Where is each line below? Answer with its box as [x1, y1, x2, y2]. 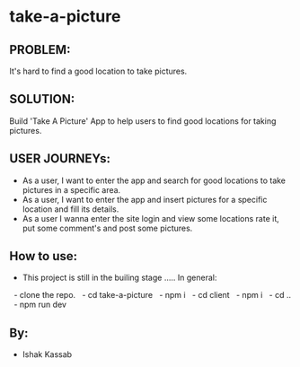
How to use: [9, 249, 78, 264]
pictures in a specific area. [22, 184, 121, 195]
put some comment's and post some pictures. [22, 223, 193, 233]
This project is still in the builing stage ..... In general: [22, 272, 217, 284]
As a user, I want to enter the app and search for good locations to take [22, 175, 286, 186]
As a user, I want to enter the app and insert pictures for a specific [22, 194, 268, 205]
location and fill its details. [22, 204, 119, 214]
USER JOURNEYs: [9, 151, 110, 167]
